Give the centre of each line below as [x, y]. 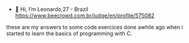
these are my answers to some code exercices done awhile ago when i [95, 27]
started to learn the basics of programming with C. [69, 33]
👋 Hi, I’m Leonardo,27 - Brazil [52, 9]
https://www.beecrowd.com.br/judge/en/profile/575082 [85, 16]
